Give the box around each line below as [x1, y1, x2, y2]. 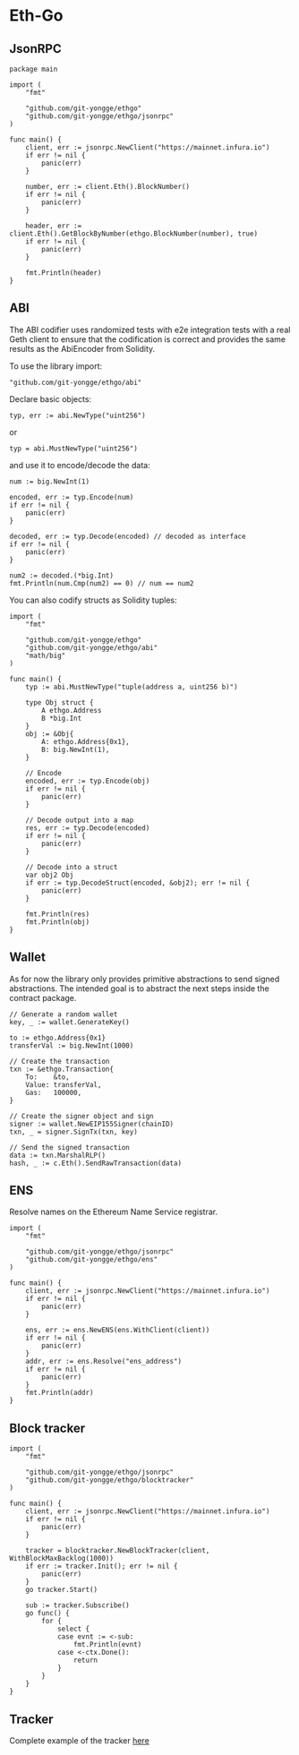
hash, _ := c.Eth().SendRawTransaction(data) [9, 1159, 182, 1168]
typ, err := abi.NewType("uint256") [9, 411, 146, 420]
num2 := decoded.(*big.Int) [9, 570, 115, 580]
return [73, 1656, 98, 1665]
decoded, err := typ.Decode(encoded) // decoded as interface [9, 532, 246, 541]
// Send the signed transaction [9, 1143, 130, 1151]
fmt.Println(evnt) [73, 1640, 142, 1649]
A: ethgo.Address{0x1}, [41, 737, 130, 746]
